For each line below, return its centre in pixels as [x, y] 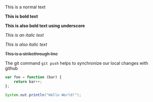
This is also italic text [26, 44]
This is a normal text [25, 7]
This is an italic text [25, 35]
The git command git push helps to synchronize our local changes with [76, 63]
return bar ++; [28, 82]
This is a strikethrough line [32, 54]
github [11, 68]
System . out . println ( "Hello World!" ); [43, 95]
